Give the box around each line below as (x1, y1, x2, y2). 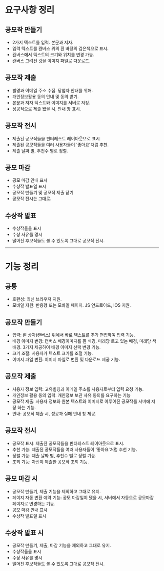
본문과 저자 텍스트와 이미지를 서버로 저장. (12, 99, 91, 105)
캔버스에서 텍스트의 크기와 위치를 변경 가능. (12, 52, 95, 57)
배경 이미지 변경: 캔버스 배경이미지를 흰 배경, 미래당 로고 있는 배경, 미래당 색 (12, 338, 157, 344)
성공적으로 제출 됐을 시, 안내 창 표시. (12, 106, 82, 112)
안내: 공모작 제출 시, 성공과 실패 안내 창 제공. (12, 410, 97, 417)
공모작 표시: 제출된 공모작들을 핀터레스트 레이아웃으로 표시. (12, 440, 124, 446)
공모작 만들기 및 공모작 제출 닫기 (12, 190, 74, 196)
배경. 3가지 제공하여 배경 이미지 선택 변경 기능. (12, 344, 101, 350)
